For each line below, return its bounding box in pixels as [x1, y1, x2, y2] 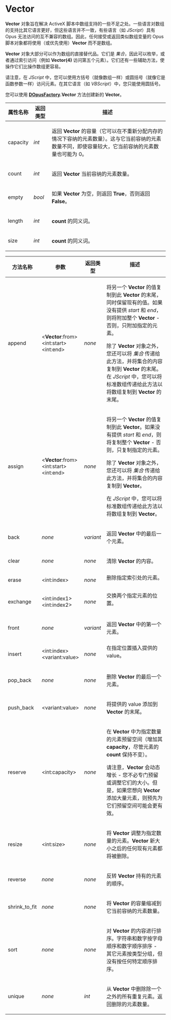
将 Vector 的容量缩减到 [106, 899, 162, 907]
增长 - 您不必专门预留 [106, 771, 159, 778]
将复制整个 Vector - [106, 439, 155, 446]
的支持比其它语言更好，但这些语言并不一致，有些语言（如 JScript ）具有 [5, 27, 155, 33]
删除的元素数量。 [111, 1001, 153, 1008]
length [8, 217, 23, 224]
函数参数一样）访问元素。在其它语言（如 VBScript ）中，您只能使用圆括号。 [5, 80, 163, 87]
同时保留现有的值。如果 [106, 299, 163, 306]
